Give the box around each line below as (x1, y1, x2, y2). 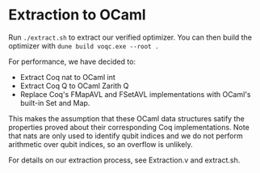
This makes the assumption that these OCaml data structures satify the (8, 113, 245, 123)
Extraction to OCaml (8, 6, 147, 24)
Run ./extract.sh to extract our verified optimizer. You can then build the (8, 32, 253, 42)
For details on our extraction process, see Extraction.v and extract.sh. (8, 155, 241, 165)
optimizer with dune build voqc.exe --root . (8, 40, 159, 50)
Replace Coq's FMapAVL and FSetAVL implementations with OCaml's (19, 89, 251, 99)
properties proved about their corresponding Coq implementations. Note (8, 122, 250, 132)
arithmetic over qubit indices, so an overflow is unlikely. (8, 139, 194, 149)
